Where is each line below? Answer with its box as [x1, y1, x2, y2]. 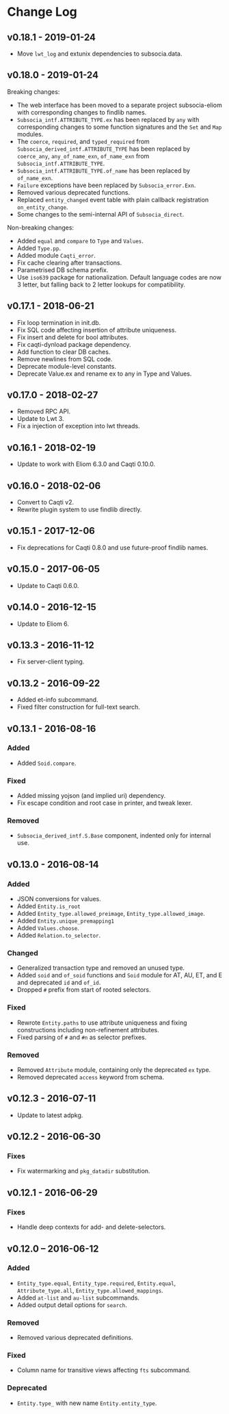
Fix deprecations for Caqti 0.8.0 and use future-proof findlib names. [16, 543, 208, 552]
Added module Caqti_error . [16, 251, 96, 259]
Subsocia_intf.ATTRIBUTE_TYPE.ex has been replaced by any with [16, 115, 200, 123]
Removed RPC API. [16, 407, 70, 415]
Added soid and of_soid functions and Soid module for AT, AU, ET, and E [16, 971, 223, 979]
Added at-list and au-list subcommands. [16, 1293, 140, 1302]
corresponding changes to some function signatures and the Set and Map [16, 123, 222, 131]
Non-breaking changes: [7, 223, 74, 232]
